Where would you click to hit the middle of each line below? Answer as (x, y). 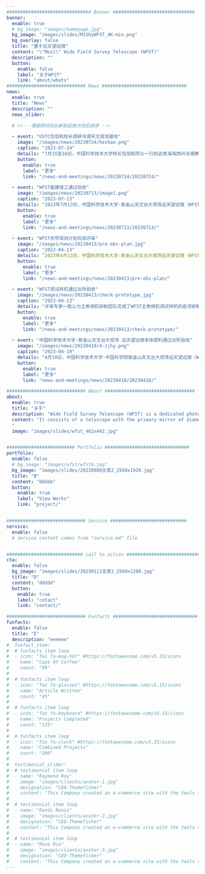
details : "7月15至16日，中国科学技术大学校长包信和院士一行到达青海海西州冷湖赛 (108, 154)
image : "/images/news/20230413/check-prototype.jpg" (86, 295)
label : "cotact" (38, 600)
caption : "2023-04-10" (46, 352)
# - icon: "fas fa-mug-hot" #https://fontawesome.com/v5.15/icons (94, 657)
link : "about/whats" (43, 80)
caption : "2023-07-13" (46, 199)
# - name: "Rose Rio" (35, 845)
